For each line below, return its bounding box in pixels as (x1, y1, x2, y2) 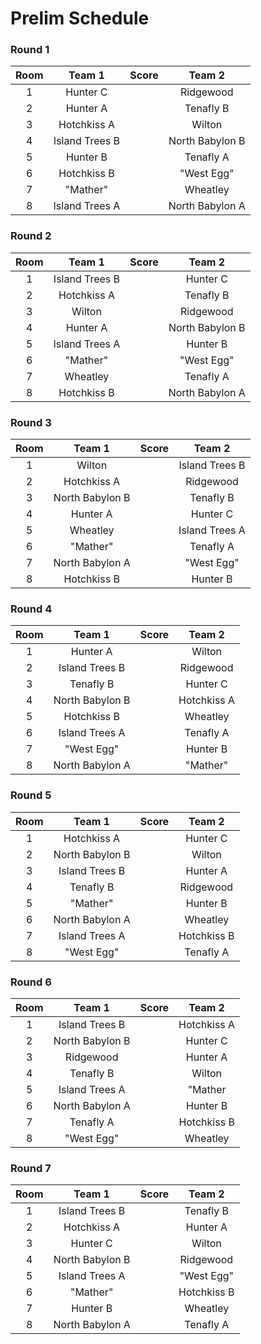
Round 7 (10, 1161, 52, 1175)
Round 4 (10, 602, 53, 616)
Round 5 (10, 788, 52, 802)
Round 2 (10, 229, 52, 243)
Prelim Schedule (10, 7, 150, 30)
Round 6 (10, 975, 52, 989)
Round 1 (10, 43, 50, 57)
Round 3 (10, 415, 52, 429)
